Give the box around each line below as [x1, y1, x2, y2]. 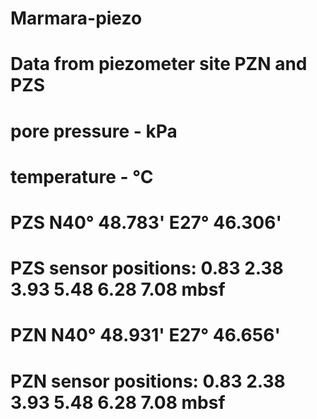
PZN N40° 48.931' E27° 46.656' [10, 324, 281, 347]
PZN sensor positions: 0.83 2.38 [10, 370, 286, 392]
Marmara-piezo [10, 7, 143, 30]
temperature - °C [10, 165, 154, 188]
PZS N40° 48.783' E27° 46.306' [10, 211, 282, 234]
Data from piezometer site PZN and [10, 53, 308, 76]
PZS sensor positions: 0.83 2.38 [10, 257, 284, 280]
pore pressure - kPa [10, 120, 178, 142]
